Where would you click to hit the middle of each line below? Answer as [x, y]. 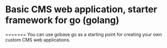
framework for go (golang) [62, 20]
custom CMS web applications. [38, 40]
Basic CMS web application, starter [81, 9]
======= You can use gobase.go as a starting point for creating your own [83, 34]
